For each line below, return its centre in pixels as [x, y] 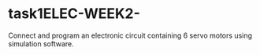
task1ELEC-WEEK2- [74, 14]
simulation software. [41, 43]
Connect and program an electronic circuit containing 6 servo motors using [130, 35]
